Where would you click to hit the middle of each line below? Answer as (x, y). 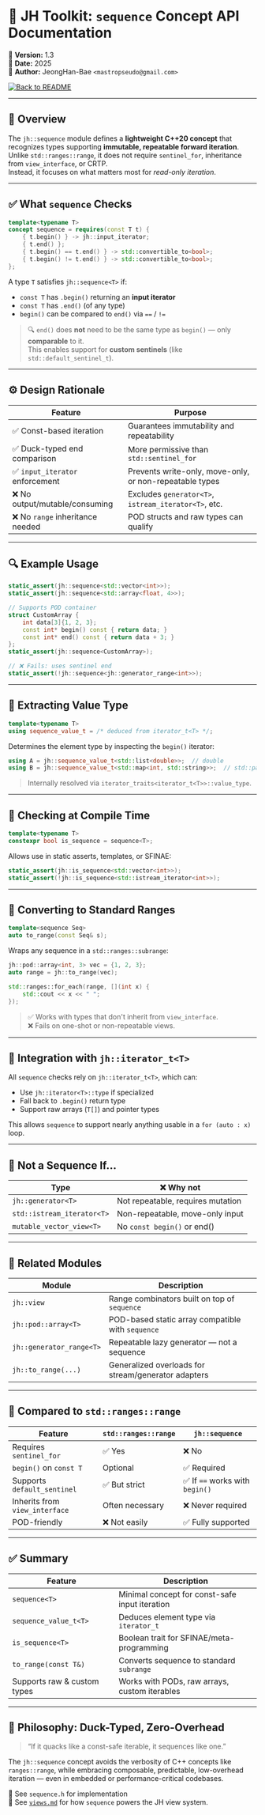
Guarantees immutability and (181, 425)
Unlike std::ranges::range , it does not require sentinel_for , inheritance (125, 155)
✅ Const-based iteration (58, 430)
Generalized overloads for (157, 1365)
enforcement (36, 481)
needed (26, 527)
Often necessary (133, 1505)
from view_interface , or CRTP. (58, 163)
